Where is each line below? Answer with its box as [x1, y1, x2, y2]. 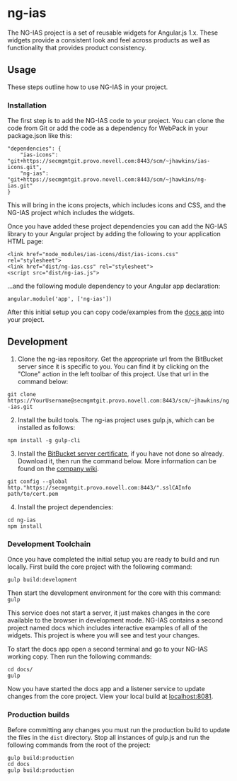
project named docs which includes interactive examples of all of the [7, 624, 208, 632]
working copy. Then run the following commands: [7, 652, 152, 661]
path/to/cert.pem [7, 490, 59, 497]
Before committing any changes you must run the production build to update [7, 726, 231, 734]
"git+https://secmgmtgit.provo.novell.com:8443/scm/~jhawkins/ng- [7, 176, 207, 183]
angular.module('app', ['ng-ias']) [7, 296, 112, 303]
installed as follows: [17, 423, 76, 432]
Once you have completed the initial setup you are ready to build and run [7, 555, 220, 564]
